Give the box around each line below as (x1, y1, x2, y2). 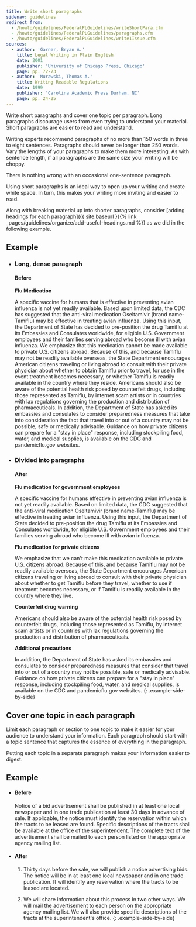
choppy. (6, 160, 26, 167)
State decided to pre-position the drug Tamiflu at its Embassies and (14, 520, 177, 527)
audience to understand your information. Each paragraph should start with (6, 732, 188, 739)
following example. (6, 225, 51, 232)
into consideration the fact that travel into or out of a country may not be (14, 416, 189, 424)
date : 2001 (16, 57, 43, 63)
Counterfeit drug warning (14, 604, 78, 611)
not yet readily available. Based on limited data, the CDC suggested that (14, 501, 188, 508)
